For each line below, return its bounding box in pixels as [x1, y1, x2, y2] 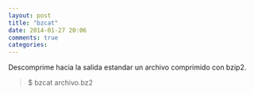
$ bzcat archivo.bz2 [27, 78, 94, 88]
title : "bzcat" [8, 19, 59, 27]
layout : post [8, 11, 52, 20]
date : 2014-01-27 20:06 [8, 26, 87, 34]
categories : [8, 41, 48, 49]
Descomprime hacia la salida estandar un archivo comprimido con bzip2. [8, 62, 247, 72]
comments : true [8, 33, 59, 42]
